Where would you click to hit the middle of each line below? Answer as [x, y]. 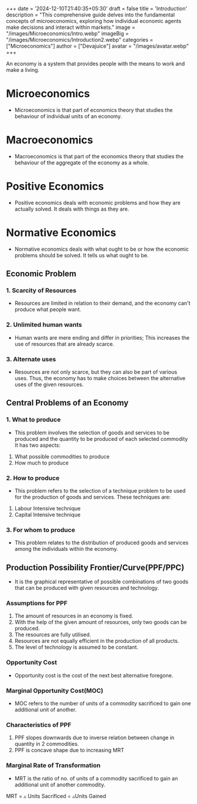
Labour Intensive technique [47, 509]
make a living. [23, 70]
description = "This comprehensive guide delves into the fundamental [90, 15]
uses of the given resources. [49, 384]
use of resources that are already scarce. [64, 344]
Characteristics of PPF [39, 725]
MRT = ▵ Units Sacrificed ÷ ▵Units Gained [56, 796]
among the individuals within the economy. [66, 549]
